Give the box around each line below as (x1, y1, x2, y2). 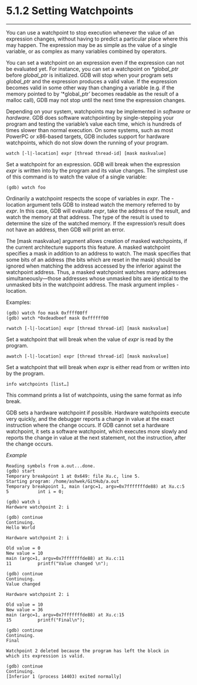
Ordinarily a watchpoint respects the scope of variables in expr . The (6, 195, 170, 202)
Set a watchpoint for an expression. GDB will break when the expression (6, 160, 181, 168)
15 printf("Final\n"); (6, 617, 85, 623)
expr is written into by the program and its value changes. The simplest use (6, 167, 188, 174)
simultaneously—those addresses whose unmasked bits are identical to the (6, 275, 189, 282)
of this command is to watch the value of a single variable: (6, 173, 147, 180)
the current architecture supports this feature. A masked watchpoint (6, 244, 171, 251)
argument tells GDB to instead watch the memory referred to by (26, 201, 181, 208)
